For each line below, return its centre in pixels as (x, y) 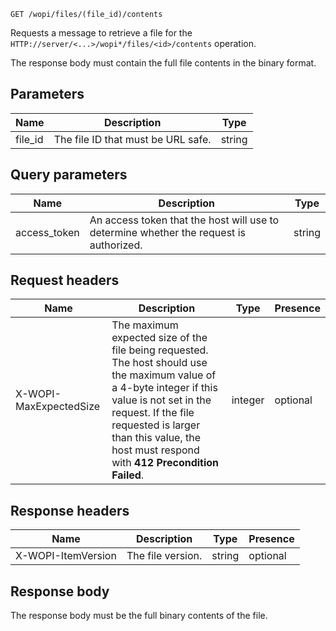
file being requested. (160, 350)
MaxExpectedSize (58, 407)
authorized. (116, 245)
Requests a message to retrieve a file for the (101, 33)
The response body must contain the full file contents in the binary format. (163, 63)
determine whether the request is (167, 232)
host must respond (155, 450)
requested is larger (156, 425)
